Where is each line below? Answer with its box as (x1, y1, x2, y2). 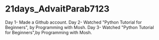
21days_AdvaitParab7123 (5, 3, 110, 14)
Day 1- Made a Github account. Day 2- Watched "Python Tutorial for (5, 19, 142, 25)
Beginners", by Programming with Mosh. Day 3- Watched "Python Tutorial (5, 24, 154, 30)
